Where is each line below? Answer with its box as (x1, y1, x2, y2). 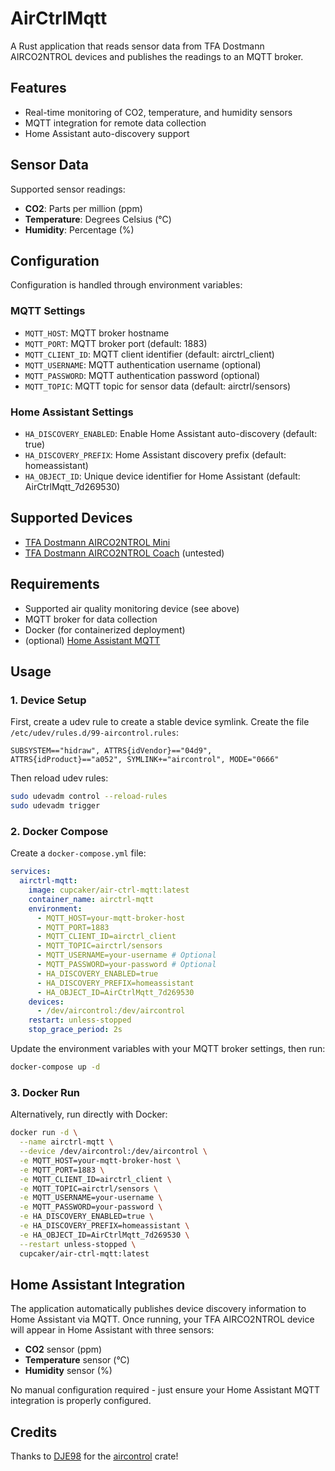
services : (10, 867, 52, 877)
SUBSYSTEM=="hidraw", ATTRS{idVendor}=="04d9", (10, 746, 213, 756)
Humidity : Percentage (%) (24, 223, 135, 236)
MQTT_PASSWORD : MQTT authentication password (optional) (24, 369, 261, 381)
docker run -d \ (10, 1128, 78, 1138)
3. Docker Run (10, 1085, 81, 1099)
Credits (10, 1423, 58, 1441)
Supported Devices (10, 510, 133, 527)
